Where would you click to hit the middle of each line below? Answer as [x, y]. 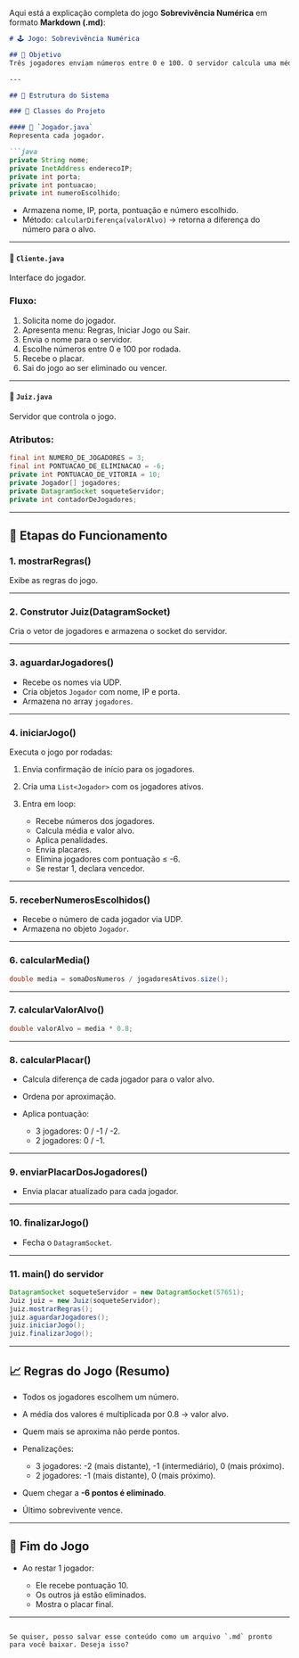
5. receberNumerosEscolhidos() [80, 900]
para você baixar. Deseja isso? [69, 1645]
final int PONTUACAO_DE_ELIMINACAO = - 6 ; [87, 466]
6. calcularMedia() [50, 961]
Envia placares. [63, 850]
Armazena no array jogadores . [77, 701]
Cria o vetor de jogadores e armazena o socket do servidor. [118, 631]
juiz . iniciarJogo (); [48, 1325]
